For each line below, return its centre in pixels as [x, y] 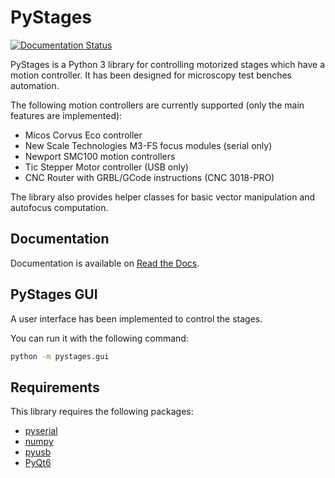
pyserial [41, 431]
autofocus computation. [59, 207]
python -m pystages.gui [60, 356]
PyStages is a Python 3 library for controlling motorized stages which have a [168, 64]
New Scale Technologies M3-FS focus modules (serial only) [148, 145]
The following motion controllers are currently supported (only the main [157, 105]
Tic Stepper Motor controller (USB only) [106, 167]
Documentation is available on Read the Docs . [105, 263]
